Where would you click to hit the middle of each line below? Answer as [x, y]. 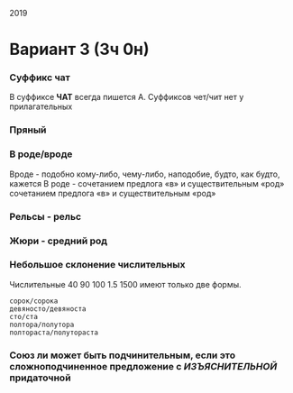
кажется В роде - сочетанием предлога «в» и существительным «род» [147, 183]
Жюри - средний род [59, 241]
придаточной [40, 378]
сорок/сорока [34, 301]
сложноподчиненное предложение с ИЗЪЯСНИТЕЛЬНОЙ [143, 366]
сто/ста [24, 316]
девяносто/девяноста [48, 309]
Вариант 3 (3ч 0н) [80, 50]
